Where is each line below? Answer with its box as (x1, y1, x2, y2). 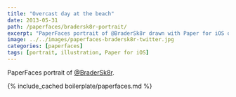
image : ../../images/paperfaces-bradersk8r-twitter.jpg (7, 36, 174, 43)
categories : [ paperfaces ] (7, 43, 83, 50)
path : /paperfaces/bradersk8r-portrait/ (7, 23, 128, 30)
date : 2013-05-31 (7, 17, 58, 24)
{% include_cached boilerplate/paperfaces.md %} (7, 82, 152, 90)
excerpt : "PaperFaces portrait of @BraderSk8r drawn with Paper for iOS (7, 29, 225, 37)
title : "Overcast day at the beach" (7, 10, 114, 17)
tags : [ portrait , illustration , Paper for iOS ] (7, 50, 150, 57)
